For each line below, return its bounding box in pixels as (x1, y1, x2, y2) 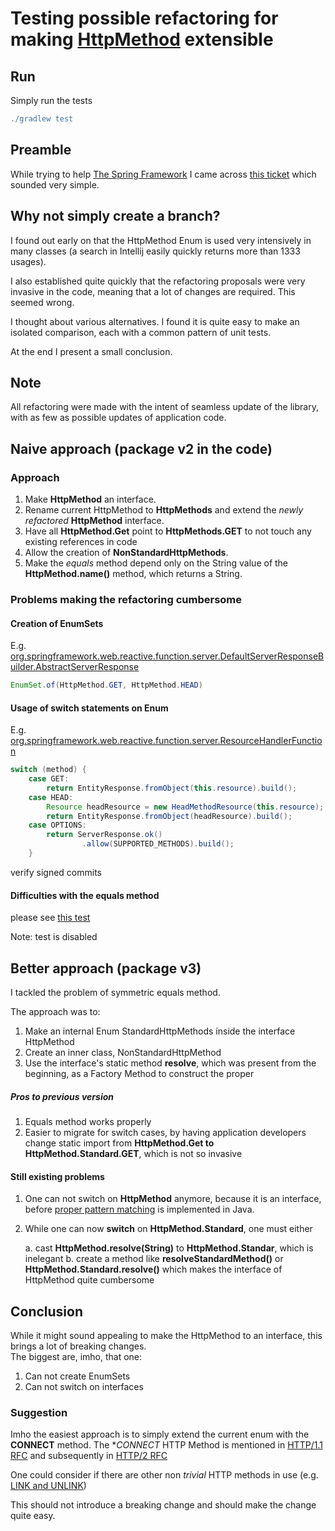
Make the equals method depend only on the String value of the (24, 557, 289, 569)
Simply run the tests (10, 95, 93, 106)
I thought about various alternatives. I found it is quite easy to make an (10, 315, 300, 327)
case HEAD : (28, 792, 74, 802)
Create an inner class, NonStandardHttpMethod (24, 1046, 222, 1058)
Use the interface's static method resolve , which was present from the (24, 1057, 317, 1069)
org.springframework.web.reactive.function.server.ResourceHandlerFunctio (10, 735, 323, 747)
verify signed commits (10, 866, 102, 878)
